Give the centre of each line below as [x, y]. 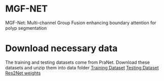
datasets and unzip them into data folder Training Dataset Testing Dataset [82, 67]
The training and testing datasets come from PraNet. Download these [78, 62]
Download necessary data [61, 49]
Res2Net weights [23, 73]
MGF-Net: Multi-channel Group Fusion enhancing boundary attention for [81, 23]
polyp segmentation [26, 28]
